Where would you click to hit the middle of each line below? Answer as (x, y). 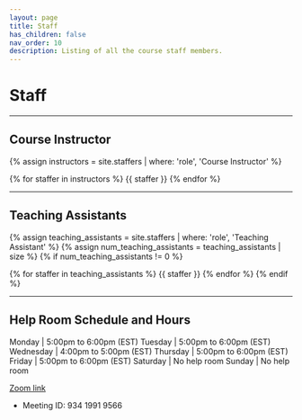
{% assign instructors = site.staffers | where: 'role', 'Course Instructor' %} (146, 161)
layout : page (34, 18)
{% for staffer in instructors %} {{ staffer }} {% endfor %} (115, 179)
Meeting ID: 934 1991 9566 (72, 405)
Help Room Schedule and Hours (100, 320)
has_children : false (48, 34)
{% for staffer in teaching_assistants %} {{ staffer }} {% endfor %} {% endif (149, 273)
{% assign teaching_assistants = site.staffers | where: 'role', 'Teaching (139, 237)
